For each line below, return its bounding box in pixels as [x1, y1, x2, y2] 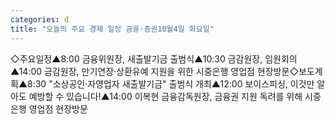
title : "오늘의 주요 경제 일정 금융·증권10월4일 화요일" [10, 24, 215, 34]
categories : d [10, 14, 70, 25]
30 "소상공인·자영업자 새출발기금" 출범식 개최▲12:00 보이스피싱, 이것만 [34, 77, 315, 90]
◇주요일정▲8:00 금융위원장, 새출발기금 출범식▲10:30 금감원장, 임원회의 [10, 52, 298, 65]
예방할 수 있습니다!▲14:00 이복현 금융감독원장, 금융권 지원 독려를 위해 [28, 90, 303, 102]
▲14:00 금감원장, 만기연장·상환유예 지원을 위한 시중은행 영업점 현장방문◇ [10, 65, 300, 77]
